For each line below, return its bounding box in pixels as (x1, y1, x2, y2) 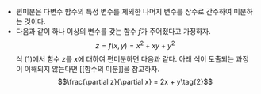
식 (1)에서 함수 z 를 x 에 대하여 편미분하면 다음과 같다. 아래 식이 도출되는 (15, 54, 235, 63)
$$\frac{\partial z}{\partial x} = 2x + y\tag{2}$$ (58, 77, 213, 86)
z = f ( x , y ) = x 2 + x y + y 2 (94, 39, 175, 50)
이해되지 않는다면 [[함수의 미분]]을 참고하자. (24, 64, 160, 73)
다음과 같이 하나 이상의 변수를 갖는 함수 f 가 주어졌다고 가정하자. (15, 27, 212, 36)
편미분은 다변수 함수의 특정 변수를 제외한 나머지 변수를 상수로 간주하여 (15, 7, 232, 16)
